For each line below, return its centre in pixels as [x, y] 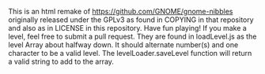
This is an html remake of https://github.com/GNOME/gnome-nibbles [121, 11]
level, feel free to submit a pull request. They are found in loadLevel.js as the [132, 36]
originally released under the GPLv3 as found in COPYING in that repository [131, 20]
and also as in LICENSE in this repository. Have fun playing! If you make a [127, 28]
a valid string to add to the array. [61, 61]
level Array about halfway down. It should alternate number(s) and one [123, 45]
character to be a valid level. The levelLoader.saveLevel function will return [130, 53]
